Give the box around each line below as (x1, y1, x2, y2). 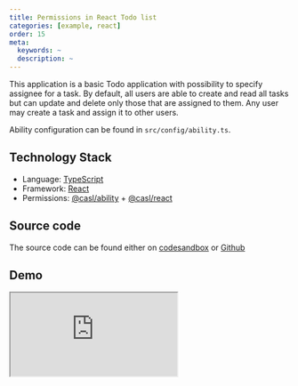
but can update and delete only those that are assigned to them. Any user (9, 98, 279, 108)
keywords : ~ (17, 46, 62, 55)
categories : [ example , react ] (9, 21, 122, 30)
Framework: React (21, 183, 90, 194)
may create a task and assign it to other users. (9, 108, 180, 117)
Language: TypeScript (21, 173, 104, 184)
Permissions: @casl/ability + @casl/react (21, 192, 173, 203)
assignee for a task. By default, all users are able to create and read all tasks (9, 88, 289, 99)
